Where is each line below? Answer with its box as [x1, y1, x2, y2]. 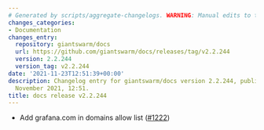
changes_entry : [8, 33, 58, 42]
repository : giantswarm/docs [15, 41, 111, 49]
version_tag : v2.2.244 [15, 63, 90, 70]
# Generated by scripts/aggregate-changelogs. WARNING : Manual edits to [8, 11, 251, 20]
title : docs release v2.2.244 [8, 92, 108, 99]
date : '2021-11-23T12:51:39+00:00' [8, 70, 125, 78]
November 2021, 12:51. [15, 84, 90, 92]
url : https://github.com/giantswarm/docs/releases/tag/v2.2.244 [15, 48, 230, 56]
